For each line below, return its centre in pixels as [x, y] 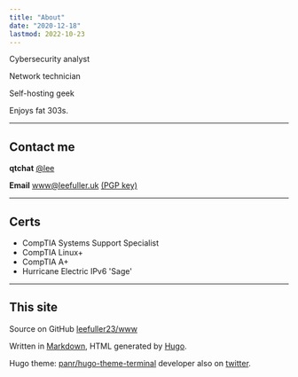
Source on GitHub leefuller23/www [74, 328]
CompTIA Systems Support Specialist [90, 243]
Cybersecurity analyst [50, 59]
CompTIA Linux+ [53, 252]
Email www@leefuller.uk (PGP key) [73, 185]
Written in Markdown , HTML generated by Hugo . [98, 346]
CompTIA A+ [45, 262]
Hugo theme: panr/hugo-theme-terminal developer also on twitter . [130, 363]
